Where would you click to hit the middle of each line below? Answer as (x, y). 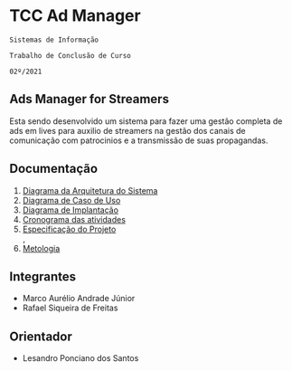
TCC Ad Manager (75, 16)
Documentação (53, 169)
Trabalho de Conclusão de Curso (70, 55)
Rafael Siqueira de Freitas (70, 308)
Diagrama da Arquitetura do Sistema (90, 190)
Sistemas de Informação (54, 40)
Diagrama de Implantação (71, 210)
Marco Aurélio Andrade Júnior (79, 299)
